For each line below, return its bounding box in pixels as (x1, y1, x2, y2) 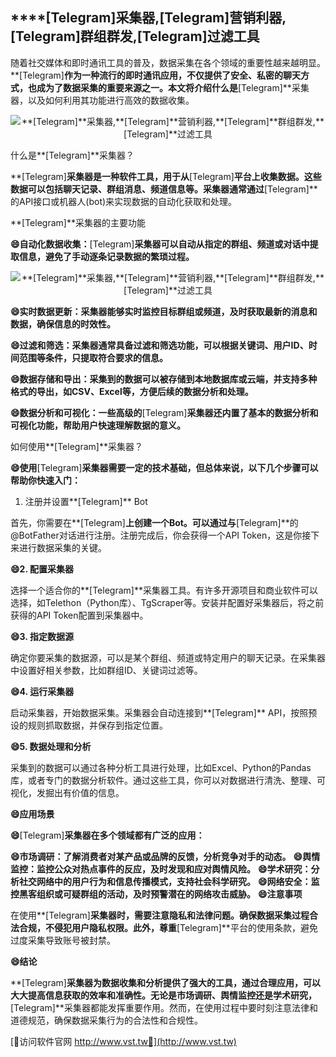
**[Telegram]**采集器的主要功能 (10, 216, 146, 228)
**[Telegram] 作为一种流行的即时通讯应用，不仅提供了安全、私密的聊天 (10, 69, 301, 81)
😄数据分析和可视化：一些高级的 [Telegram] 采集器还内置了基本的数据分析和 (10, 406, 319, 418)
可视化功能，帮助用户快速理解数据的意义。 (10, 419, 186, 431)
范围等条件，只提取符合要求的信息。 (18, 351, 168, 363)
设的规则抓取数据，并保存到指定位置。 (10, 719, 168, 731)
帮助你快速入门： (10, 474, 81, 486)
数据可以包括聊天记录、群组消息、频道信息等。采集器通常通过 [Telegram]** (10, 183, 318, 195)
